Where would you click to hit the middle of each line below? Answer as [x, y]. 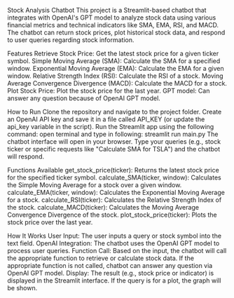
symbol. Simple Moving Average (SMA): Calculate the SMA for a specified [114, 61]
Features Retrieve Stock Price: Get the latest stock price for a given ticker [113, 53]
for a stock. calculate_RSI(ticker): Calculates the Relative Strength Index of [115, 200]
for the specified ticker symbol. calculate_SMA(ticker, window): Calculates [115, 177]
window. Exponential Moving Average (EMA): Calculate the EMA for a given [116, 68]
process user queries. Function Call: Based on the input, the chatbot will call [117, 251]
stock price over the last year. [50, 222]
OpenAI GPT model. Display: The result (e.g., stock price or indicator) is [111, 273]
